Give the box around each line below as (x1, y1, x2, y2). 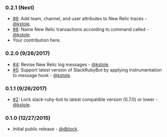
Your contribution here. (12, 37, 61, 43)
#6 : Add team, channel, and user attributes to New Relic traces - (12, 16, 147, 22)
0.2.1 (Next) (5, 4, 34, 11)
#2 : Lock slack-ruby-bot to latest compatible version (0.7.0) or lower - (12, 96, 158, 102)
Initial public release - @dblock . (12, 126, 79, 132)
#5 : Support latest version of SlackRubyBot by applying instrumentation (12, 66, 162, 73)
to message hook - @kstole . (12, 72, 72, 78)
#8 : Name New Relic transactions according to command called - (12, 26, 149, 32)
